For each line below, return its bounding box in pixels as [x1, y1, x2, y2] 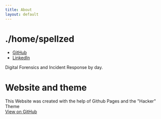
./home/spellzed [5, 33, 74, 45]
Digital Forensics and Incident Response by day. [5, 64, 103, 70]
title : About [5, 7, 32, 12]
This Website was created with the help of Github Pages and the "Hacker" [5, 98, 156, 104]
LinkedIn [12, 55, 30, 61]
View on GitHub [5, 109, 37, 115]
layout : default [5, 12, 39, 17]
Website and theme [5, 82, 87, 93]
